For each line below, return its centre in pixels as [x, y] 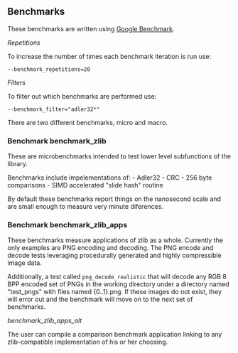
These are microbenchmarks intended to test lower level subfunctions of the [119, 156]
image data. [25, 263]
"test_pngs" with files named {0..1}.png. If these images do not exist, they [115, 292]
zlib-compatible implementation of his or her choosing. [88, 342]
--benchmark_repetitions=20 [49, 69]
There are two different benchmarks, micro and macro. [88, 122]
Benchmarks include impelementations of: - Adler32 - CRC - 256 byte [110, 178]
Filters [17, 82]
